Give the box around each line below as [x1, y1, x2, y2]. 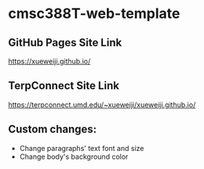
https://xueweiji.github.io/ [8, 56, 91, 66]
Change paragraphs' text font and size [19, 143, 144, 153]
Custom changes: [8, 123, 97, 136]
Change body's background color [19, 152, 129, 161]
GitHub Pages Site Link [8, 36, 122, 49]
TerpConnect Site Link [8, 79, 120, 92]
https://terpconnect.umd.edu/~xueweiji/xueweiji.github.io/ [8, 99, 196, 110]
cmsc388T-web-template [8, 5, 180, 23]
